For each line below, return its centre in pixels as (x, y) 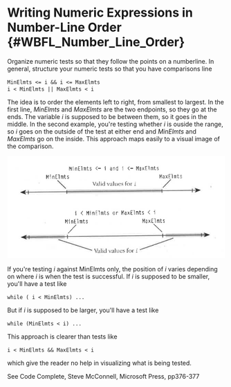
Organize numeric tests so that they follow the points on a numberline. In (111, 61)
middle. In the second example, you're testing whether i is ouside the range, (115, 124)
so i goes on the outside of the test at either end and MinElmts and (102, 131)
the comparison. (30, 146)
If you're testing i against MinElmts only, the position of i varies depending (112, 269)
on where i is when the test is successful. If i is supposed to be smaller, (108, 277)
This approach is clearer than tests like (62, 336)
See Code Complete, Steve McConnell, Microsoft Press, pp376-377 (103, 377)
